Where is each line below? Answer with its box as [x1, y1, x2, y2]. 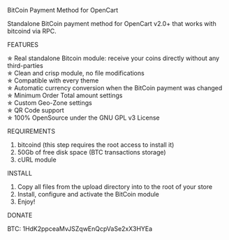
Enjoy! [17, 197, 36, 206]
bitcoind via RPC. [7, 27, 57, 35]
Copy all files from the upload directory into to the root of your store [17, 183, 213, 191]
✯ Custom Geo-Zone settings [7, 99, 92, 107]
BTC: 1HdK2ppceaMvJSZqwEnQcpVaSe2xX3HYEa [7, 225, 153, 233]
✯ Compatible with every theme [7, 76, 99, 85]
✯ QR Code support [7, 106, 64, 114]
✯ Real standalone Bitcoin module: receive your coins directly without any [7, 54, 220, 62]
